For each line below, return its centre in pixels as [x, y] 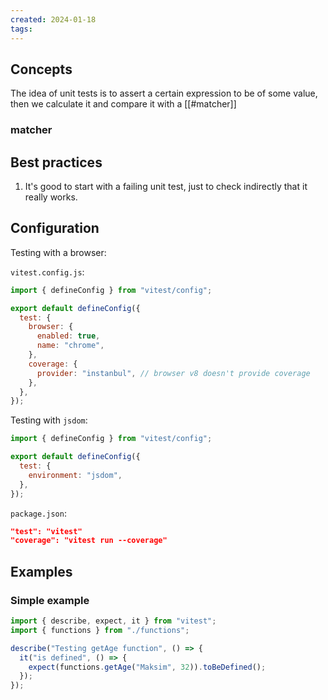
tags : [21, 29]
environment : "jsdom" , [75, 475]
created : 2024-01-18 [53, 19]
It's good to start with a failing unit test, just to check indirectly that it [166, 187]
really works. [51, 197]
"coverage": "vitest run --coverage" [89, 541]
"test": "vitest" [46, 531]
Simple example [50, 600]
